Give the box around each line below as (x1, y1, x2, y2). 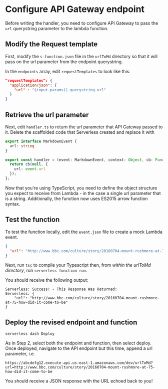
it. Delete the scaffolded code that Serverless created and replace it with (5, 129, 155, 135)
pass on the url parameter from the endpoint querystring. (5, 59, 123, 65)
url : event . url (14, 166, 46, 171)
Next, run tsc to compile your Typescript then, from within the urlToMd (5, 262, 151, 268)
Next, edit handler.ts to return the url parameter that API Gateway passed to (5, 124, 163, 130)
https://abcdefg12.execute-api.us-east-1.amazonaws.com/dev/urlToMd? (5, 360, 153, 365)
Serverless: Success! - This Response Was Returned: (5, 287, 117, 292)
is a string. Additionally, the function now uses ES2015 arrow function (5, 196, 148, 202)
